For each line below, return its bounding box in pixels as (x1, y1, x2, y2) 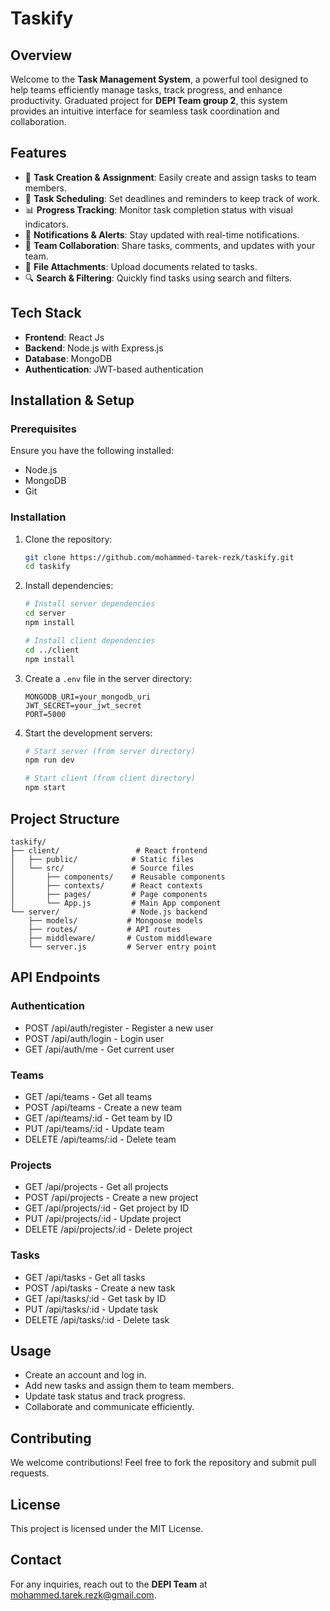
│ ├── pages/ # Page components (10, 889, 208, 899)
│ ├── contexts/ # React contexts (10, 880, 203, 891)
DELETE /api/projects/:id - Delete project (24, 1223, 193, 1236)
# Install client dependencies (24, 635, 156, 646)
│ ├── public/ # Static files (10, 854, 195, 864)
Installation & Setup (10, 392, 135, 409)
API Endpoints (10, 969, 101, 986)
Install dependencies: (24, 580, 114, 592)
